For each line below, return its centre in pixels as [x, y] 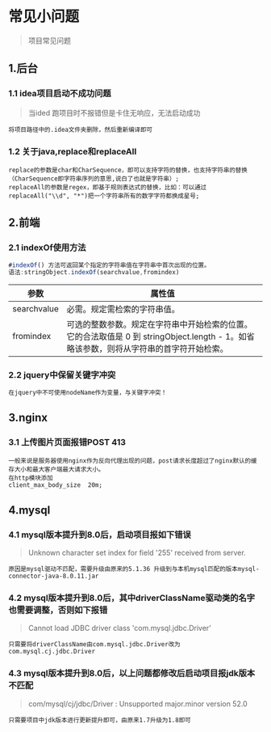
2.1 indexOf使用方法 [47, 248]
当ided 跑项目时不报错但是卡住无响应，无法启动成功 [114, 112]
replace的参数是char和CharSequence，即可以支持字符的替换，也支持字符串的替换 [128, 170]
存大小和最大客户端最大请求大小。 [56, 470]
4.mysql [29, 510]
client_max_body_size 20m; [56, 485]
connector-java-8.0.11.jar [54, 576]
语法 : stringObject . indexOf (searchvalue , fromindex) [94, 273]
